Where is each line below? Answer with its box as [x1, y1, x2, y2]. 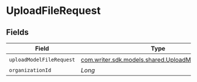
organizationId [9, 67, 52, 73]
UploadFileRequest [6, 4, 101, 17]
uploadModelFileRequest [9, 56, 76, 63]
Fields [6, 27, 29, 37]
